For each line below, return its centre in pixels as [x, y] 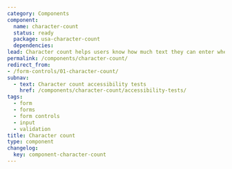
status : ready [33, 33]
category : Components [38, 13]
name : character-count [46, 26]
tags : [15, 97]
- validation [32, 129]
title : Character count [41, 135]
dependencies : [33, 46]
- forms [25, 110]
